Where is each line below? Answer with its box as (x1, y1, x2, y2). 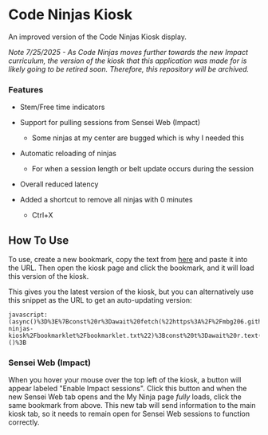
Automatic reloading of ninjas (19, 149, 117, 159)
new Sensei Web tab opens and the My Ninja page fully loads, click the (8, 392, 242, 402)
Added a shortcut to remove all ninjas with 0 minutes (19, 195, 193, 205)
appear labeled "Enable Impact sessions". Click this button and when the (8, 384, 247, 394)
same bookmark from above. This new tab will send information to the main (8, 401, 257, 410)
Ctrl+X (31, 210, 53, 220)
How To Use (8, 233, 69, 247)
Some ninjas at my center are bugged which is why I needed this (31, 133, 245, 143)
